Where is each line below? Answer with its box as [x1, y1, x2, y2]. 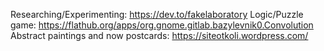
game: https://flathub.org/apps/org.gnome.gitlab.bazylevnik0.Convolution [10, 19, 314, 31]
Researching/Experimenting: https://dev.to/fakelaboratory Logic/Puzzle [10, 9, 304, 20]
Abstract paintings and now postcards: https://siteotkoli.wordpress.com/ [10, 30, 309, 41]
